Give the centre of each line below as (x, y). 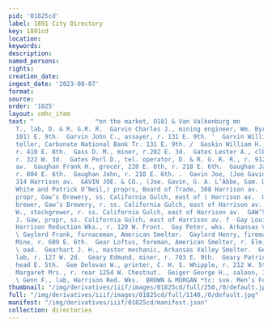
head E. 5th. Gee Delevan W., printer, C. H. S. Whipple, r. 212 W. (135, 265)
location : (25, 39)
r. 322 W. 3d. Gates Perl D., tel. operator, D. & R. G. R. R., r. (134, 159)
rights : (21, 69)
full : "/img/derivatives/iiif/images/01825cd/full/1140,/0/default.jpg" (134, 295)
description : (30, 54)
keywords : (25, 46)
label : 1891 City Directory (56, 24)
